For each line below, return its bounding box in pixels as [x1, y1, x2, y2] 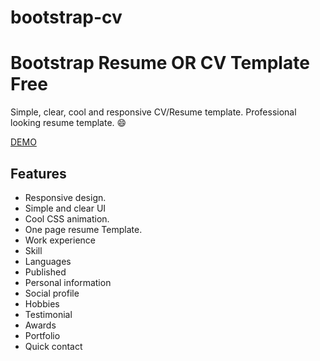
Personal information [24, 276, 112, 288]
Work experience [24, 234, 97, 246]
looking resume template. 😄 [10, 117, 127, 129]
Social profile [24, 287, 80, 299]
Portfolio [24, 329, 61, 341]
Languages [24, 255, 72, 267]
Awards [24, 319, 57, 331]
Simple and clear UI [24, 202, 107, 214]
